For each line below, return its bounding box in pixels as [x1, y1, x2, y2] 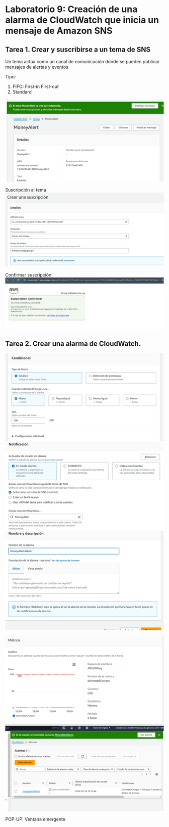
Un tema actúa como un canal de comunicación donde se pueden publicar [5, 59, 160, 64]
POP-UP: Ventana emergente [5, 816, 65, 822]
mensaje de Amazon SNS [5, 25, 113, 36]
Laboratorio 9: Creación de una [5, 4, 138, 15]
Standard [12, 89, 32, 95]
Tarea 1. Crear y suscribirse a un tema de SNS [5, 45, 151, 54]
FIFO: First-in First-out [12, 83, 59, 89]
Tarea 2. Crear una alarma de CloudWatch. [5, 340, 141, 348]
